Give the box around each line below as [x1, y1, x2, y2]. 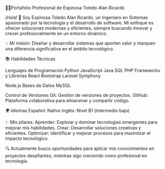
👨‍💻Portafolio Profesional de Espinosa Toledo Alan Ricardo [5, 5, 125, 11]
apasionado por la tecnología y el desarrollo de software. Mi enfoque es [5, 20, 154, 26]
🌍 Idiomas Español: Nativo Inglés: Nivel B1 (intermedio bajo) [5, 108, 130, 113]
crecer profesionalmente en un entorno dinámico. [5, 31, 108, 36]
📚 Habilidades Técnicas [5, 56, 56, 62]
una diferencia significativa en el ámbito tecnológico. [5, 46, 114, 52]
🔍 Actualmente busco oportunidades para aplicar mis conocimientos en [5, 145, 154, 151]
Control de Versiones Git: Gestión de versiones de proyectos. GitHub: [5, 92, 148, 98]
